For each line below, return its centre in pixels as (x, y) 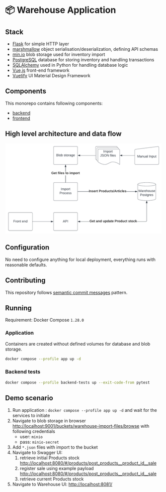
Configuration (27, 247)
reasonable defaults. (26, 264)
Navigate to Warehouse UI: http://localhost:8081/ (62, 484)
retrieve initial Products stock (49, 458)
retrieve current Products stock (52, 479)
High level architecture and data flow (63, 134)
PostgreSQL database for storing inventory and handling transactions (83, 60)
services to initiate (31, 415)
